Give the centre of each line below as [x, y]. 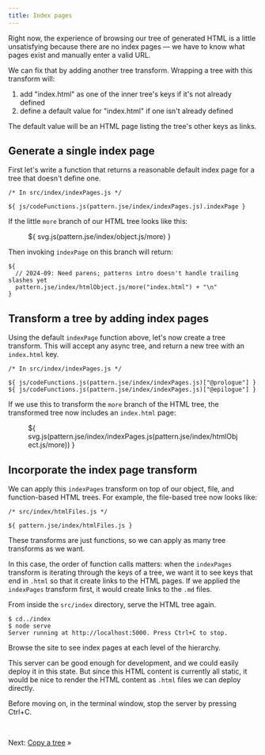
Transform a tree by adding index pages [109, 319]
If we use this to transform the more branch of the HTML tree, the [114, 404]
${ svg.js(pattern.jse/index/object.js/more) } [100, 237]
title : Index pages [40, 15]
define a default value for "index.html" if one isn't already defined [126, 111]
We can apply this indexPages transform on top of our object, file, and [121, 489]
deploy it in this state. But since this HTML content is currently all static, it [128, 672]
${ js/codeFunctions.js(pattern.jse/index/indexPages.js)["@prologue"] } [132, 383]
